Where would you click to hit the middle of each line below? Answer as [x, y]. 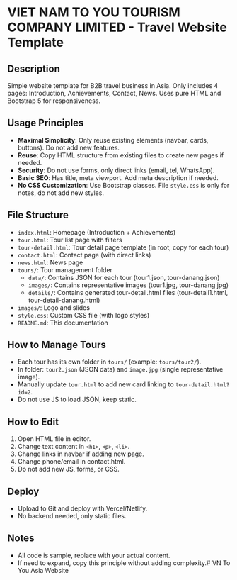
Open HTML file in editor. [54, 439]
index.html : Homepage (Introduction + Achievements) [97, 232]
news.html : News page [50, 262]
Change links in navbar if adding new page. [81, 454]
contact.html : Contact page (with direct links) [84, 255]
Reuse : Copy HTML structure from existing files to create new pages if [121, 155]
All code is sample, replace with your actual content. [94, 555]
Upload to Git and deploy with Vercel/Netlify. [82, 508]
